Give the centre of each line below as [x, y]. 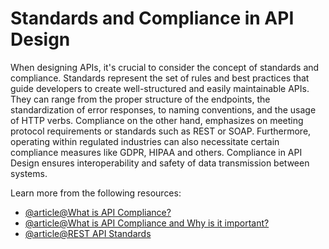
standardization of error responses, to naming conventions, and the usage [163, 109]
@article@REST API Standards [88, 233]
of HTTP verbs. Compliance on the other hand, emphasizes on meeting [157, 120]
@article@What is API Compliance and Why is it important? [147, 223]
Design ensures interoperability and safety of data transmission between [160, 163]
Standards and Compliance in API [152, 18]
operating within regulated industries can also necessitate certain [145, 141]
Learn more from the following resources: [96, 193]
